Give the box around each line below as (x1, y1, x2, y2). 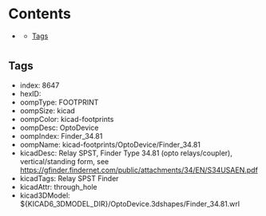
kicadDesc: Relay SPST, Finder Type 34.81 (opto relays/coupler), (19, 148, 233, 158)
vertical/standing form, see (19, 156, 109, 166)
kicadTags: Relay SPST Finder (19, 173, 119, 183)
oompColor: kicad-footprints (19, 114, 114, 124)
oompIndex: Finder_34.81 (19, 131, 103, 140)
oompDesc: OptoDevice (19, 123, 99, 132)
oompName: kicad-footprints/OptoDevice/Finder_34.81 (19, 139, 201, 149)
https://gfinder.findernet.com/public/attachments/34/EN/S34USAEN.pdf (19, 165, 258, 175)
